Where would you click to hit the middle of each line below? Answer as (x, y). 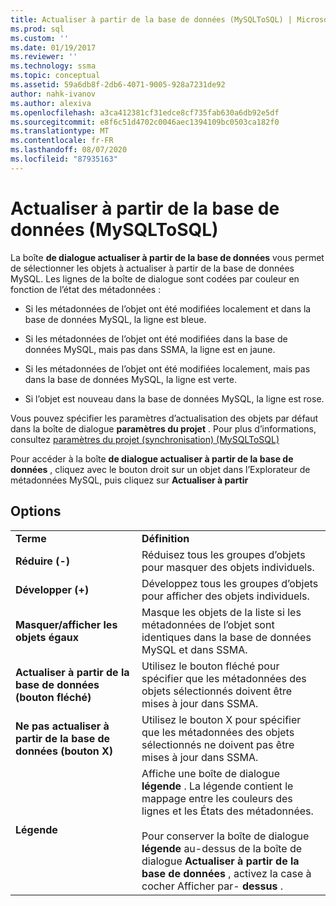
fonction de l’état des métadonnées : (86, 289)
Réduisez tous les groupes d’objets (223, 554)
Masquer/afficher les (66, 624)
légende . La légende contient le (217, 786)
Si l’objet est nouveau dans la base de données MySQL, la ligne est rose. (174, 398)
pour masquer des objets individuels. (228, 567)
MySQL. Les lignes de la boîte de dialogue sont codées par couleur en (155, 278)
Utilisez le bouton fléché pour (210, 666)
